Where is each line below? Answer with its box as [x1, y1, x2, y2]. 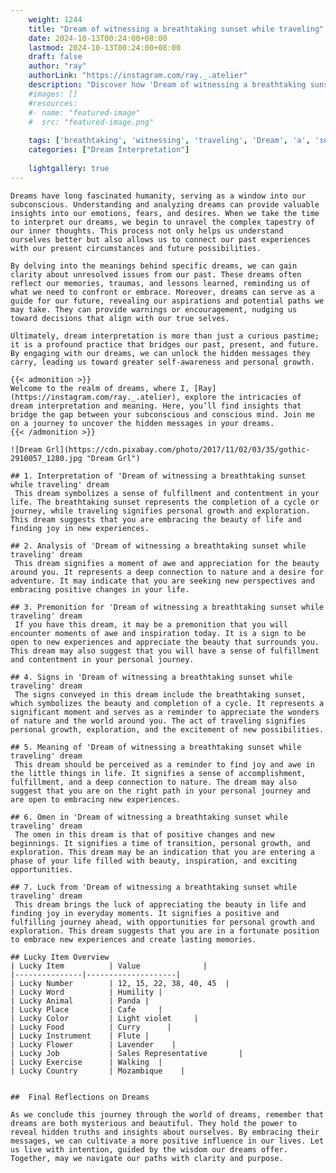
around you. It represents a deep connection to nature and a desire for [10, 567, 325, 577]
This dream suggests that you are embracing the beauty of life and [10, 514, 302, 525]
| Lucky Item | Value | [10, 961, 208, 971]
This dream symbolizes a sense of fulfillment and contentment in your [14, 488, 320, 498]
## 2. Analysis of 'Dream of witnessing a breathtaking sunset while [10, 541, 307, 551]
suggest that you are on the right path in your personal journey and [10, 786, 311, 796]
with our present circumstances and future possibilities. [10, 243, 262, 253]
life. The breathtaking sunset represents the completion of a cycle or [10, 497, 320, 507]
